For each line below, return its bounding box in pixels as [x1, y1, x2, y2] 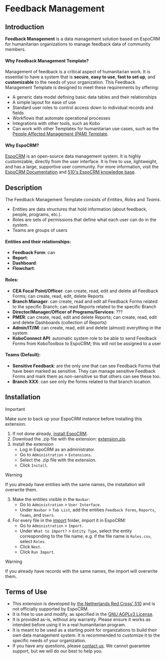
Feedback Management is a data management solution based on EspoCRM [5, 36, 160, 42]
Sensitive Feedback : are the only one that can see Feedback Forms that [12, 363, 161, 369]
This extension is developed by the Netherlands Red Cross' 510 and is [12, 601, 155, 607]
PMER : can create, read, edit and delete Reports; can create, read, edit [12, 314, 157, 320]
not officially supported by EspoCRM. [12, 606, 89, 612]
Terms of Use [5, 588, 48, 596]
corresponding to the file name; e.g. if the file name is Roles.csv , [19, 533, 152, 539]
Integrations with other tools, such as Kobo [12, 120, 100, 126]
